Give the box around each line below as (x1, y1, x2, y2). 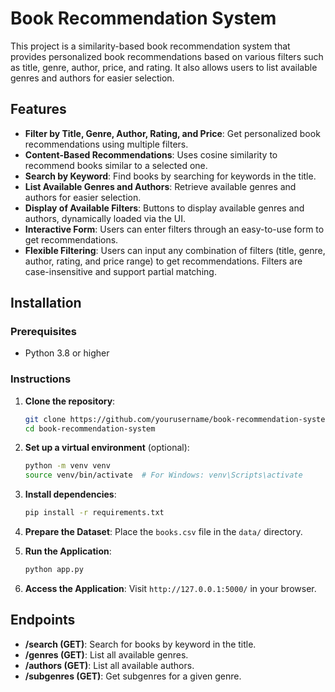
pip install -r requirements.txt (24, 508, 165, 518)
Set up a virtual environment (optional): (24, 442, 190, 454)
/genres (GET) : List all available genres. (24, 648, 189, 661)
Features (10, 101, 67, 118)
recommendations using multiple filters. (24, 138, 189, 150)
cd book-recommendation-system (24, 423, 156, 434)
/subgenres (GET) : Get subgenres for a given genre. (24, 670, 242, 682)
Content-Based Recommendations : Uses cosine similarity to (24, 148, 278, 161)
